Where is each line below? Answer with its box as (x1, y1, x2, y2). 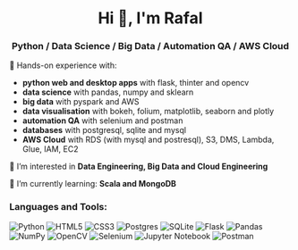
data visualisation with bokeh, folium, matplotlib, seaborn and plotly (21, 106, 275, 117)
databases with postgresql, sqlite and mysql (21, 125, 186, 136)
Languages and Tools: (9, 201, 107, 213)
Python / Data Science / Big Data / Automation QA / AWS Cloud (12, 40, 289, 53)
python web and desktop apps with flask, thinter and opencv (21, 78, 250, 88)
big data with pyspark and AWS (21, 96, 140, 107)
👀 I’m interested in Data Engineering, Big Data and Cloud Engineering (9, 161, 268, 172)
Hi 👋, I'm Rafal (98, 8, 203, 29)
